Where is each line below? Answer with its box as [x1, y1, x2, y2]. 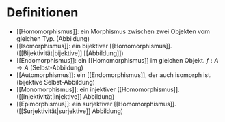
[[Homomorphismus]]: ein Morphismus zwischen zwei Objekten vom [16, 27, 210, 35]
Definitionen [6, 5, 79, 20]
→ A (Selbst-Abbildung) [16, 63, 83, 72]
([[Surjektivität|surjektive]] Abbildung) [16, 107, 124, 115]
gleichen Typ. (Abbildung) [16, 34, 90, 42]
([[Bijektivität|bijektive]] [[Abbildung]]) [16, 49, 124, 57]
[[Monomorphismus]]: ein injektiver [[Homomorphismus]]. [16, 85, 180, 93]
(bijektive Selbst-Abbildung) [16, 78, 95, 86]
